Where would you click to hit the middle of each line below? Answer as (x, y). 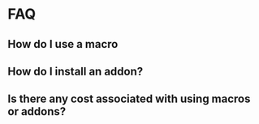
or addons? (37, 111)
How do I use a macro (63, 44)
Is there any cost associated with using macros (129, 99)
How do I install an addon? (76, 71)
